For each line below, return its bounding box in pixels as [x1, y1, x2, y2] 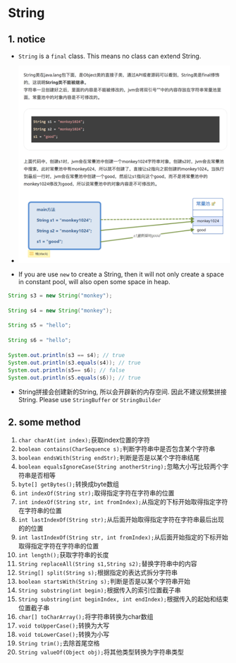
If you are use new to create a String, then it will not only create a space [18, 270, 225, 278]
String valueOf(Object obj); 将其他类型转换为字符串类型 [18, 648, 185, 657]
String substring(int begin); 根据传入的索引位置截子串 [18, 586, 182, 594]
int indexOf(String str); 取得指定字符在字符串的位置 [18, 489, 175, 498]
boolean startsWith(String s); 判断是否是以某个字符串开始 [18, 577, 191, 586]
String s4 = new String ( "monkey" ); [8, 307, 113, 314]
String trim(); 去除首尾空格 [18, 639, 101, 647]
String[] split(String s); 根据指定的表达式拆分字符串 [18, 568, 178, 577]
